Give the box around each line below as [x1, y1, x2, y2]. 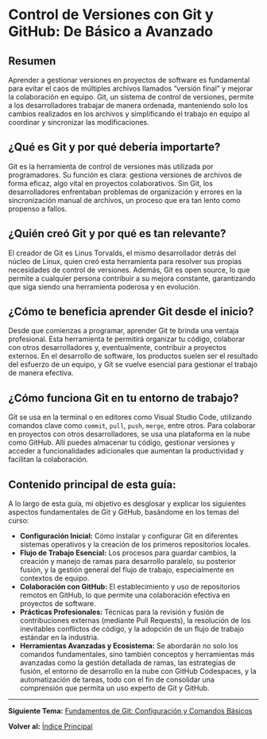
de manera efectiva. [8, 368, 74, 378]
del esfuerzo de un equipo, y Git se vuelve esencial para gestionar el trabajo [8, 360, 258, 369]
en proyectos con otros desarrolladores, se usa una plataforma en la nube [8, 430, 250, 439]
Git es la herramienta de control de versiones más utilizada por [8, 161, 214, 171]
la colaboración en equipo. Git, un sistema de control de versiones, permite [8, 92, 254, 101]
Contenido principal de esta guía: [8, 477, 176, 491]
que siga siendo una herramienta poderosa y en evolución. [8, 282, 201, 291]
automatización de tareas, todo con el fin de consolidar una [19, 675, 215, 685]
